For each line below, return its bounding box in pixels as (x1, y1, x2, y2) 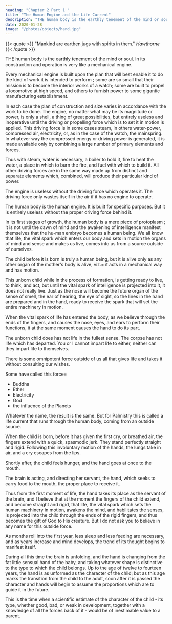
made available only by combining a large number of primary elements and (5, 141, 163, 148)
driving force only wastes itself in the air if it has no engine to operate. (5, 194, 153, 200)
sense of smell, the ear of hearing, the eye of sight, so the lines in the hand (5, 293, 163, 300)
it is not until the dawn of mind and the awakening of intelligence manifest (5, 224, 161, 231)
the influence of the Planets (12, 403, 71, 409)
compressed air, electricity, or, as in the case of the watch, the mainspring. (5, 130, 163, 136)
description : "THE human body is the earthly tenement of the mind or (5, 17, 159, 22)
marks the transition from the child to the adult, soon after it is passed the (5, 576, 160, 582)
